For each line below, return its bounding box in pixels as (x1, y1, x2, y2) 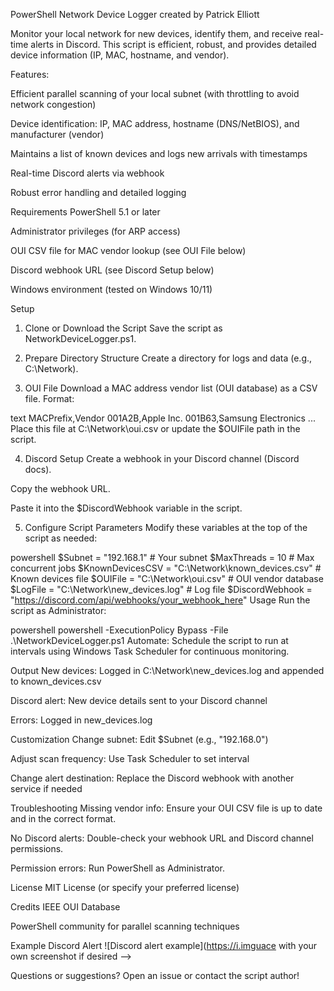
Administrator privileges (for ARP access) (10, 225, 181, 237)
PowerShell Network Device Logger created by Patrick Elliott (10, 9, 260, 20)
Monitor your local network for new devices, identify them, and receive (10, 28, 303, 39)
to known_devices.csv (10, 675, 102, 687)
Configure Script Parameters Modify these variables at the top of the (24, 522, 308, 533)
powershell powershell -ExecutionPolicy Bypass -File (10, 624, 229, 636)
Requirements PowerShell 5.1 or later (10, 206, 161, 218)
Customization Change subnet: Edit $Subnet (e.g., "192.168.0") (10, 734, 269, 745)
